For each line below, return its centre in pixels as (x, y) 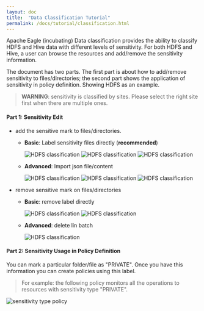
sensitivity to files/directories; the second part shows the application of (96, 78)
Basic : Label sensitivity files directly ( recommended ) (91, 142)
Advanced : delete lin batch (59, 225)
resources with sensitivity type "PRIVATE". (75, 289)
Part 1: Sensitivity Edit (35, 117)
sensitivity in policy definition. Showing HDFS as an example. (83, 85)
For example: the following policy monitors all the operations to (100, 283)
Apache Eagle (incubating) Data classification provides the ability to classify (102, 41)
